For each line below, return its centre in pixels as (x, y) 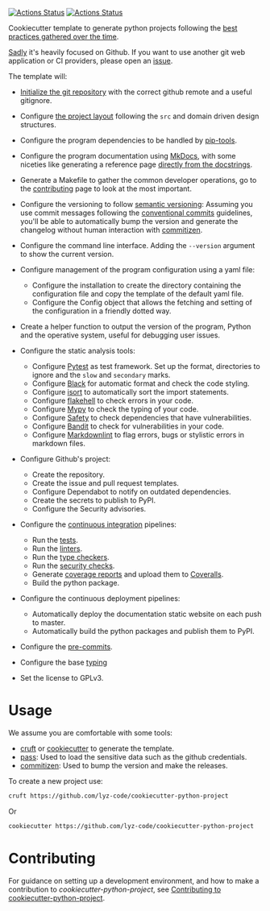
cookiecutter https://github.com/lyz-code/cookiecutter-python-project (131, 826)
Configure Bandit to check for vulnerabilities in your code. (128, 426)
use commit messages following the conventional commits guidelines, (136, 213)
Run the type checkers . (71, 557)
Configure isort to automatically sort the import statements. (131, 392)
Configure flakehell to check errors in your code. (112, 400)
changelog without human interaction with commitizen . (111, 230)
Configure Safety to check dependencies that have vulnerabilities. (142, 418)
